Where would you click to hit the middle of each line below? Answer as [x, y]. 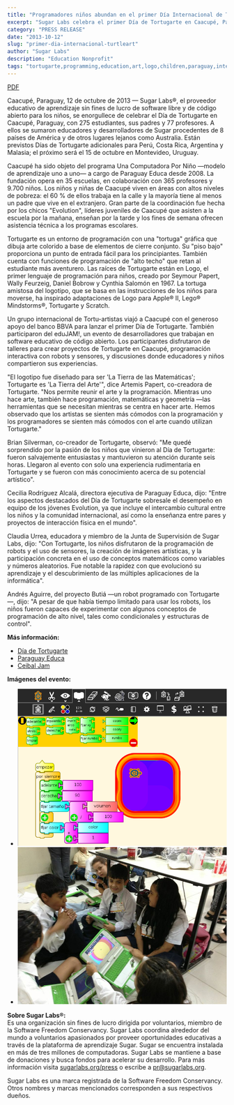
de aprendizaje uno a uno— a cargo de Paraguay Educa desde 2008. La [111, 173]
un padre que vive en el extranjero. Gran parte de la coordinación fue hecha [116, 203]
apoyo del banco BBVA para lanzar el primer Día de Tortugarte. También [111, 326]
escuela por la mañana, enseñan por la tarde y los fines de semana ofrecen [115, 218]
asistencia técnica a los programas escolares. [73, 225]
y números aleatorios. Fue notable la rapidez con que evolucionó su [104, 566]
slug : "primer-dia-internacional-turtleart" [73, 44]
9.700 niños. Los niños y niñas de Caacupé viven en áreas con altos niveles [116, 188]
